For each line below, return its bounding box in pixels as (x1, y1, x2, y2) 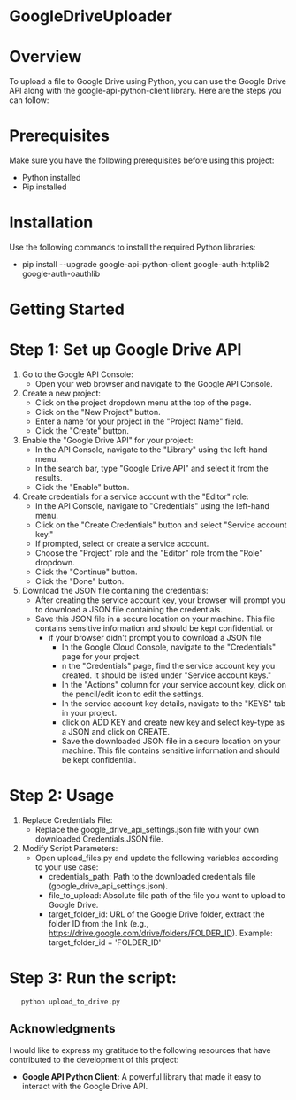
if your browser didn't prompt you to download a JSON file (48, 633, 262, 643)
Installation (9, 212, 94, 233)
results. (34, 473, 63, 483)
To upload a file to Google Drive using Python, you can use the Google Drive (9, 76, 287, 87)
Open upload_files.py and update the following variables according (34, 852, 279, 864)
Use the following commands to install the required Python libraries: (9, 242, 256, 252)
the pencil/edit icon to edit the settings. (61, 688, 205, 700)
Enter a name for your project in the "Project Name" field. (34, 416, 244, 427)
